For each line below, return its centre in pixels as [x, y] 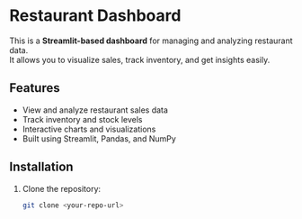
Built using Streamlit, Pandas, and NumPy [99, 138]
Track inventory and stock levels [82, 119]
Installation [41, 167]
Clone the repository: [62, 188]
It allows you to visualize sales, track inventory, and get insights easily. [140, 59]
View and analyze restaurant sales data [95, 110]
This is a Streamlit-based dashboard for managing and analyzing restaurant [151, 41]
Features [35, 88]
